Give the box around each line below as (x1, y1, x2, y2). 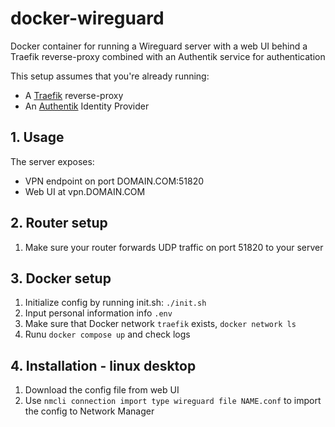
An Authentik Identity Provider (24, 100, 150, 112)
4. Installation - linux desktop (10, 357, 197, 374)
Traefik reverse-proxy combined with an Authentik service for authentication (10, 50, 326, 62)
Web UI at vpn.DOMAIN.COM (24, 185, 146, 197)
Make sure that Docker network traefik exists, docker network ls (24, 318, 297, 330)
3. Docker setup (10, 270, 112, 287)
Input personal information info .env (24, 307, 173, 319)
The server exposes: (10, 155, 95, 167)
